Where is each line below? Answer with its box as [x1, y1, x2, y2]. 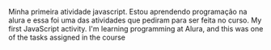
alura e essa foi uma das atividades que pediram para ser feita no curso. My [8, 15, 262, 25]
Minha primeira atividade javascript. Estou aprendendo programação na [8, 7, 248, 16]
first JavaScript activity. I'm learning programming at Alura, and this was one [8, 24, 264, 33]
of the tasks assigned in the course [8, 32, 125, 42]
